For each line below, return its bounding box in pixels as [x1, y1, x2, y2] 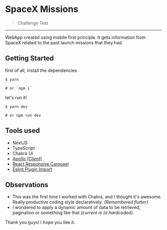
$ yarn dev [5, 104, 28, 109]
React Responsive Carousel [12, 161, 69, 167]
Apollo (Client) [12, 156, 42, 162]
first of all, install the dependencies [5, 67, 77, 73]
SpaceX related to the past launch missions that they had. [5, 39, 123, 45]
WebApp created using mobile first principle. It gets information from [5, 34, 146, 40]
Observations [5, 181, 49, 189]
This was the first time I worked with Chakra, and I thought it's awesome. [12, 194, 162, 200]
